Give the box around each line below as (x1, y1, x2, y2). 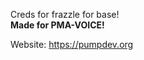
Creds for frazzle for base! (10, 9, 120, 20)
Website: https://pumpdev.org (10, 39, 134, 50)
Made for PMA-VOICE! (10, 19, 105, 31)
